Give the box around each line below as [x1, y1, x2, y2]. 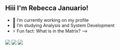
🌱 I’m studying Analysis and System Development [12, 22, 115, 28]
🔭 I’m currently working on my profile [12, 17, 89, 23]
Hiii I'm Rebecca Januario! [5, 4, 88, 12]
